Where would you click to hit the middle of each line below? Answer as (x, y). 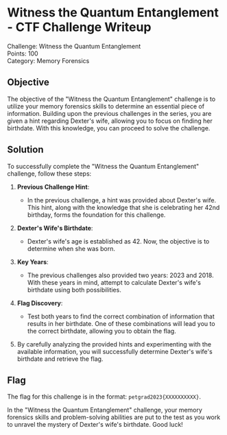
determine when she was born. (71, 248)
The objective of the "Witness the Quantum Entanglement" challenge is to (111, 99)
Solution (25, 150)
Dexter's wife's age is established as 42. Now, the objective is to (118, 241)
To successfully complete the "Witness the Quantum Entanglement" (103, 166)
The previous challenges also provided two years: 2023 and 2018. (120, 275)
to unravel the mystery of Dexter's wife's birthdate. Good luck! (95, 425)
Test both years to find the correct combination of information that (121, 316)
